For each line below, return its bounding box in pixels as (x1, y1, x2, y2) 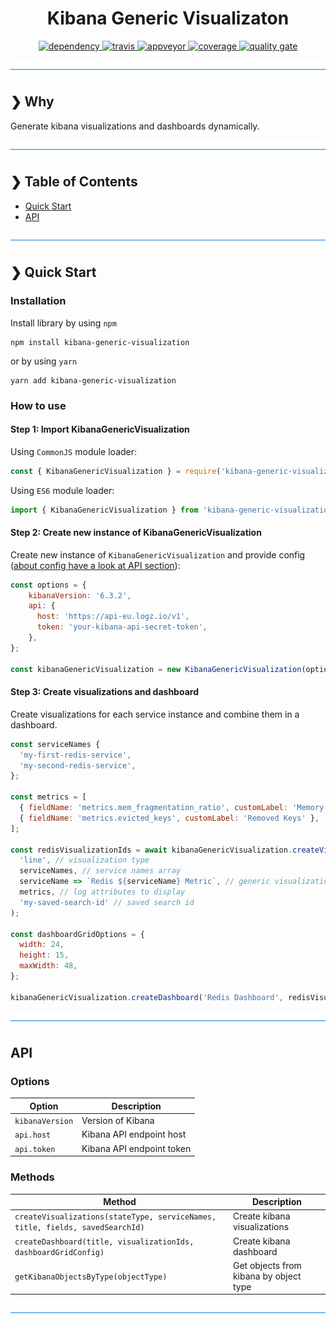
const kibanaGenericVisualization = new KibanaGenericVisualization (10, 664, 302, 674)
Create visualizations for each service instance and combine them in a (10, 708, 300, 720)
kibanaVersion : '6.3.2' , (28, 590, 132, 601)
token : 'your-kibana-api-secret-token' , (36, 622, 208, 632)
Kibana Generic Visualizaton (46, 7, 290, 30)
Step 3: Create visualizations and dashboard (10, 686, 199, 698)
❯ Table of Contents (10, 173, 138, 191)
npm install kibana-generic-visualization (10, 337, 190, 347)
